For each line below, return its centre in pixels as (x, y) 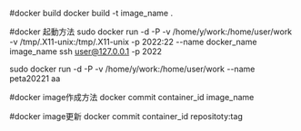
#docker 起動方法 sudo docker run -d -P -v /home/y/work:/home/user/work (151, 32)
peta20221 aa (35, 79)
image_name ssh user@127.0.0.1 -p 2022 (85, 51)
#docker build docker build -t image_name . (91, 13)
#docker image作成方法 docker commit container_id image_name (132, 97)
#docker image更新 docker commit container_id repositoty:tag (126, 116)
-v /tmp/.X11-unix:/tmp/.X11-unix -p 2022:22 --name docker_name (133, 42)
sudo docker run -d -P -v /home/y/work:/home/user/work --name (132, 69)
